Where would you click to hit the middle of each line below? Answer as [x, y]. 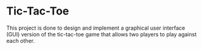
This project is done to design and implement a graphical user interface [96, 28]
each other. [21, 41]
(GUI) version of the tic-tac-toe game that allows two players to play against [102, 34]
